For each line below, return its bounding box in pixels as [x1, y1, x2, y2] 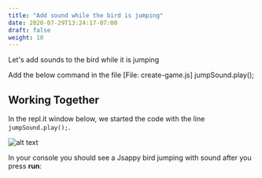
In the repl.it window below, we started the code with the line [8, 114, 205, 124]
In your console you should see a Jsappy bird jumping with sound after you [8, 153, 252, 162]
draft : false [8, 26, 51, 34]
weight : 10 [8, 33, 44, 42]
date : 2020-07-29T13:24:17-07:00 [8, 19, 118, 27]
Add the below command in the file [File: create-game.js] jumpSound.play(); [8, 70, 254, 80]
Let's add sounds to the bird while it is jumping [8, 55, 160, 65]
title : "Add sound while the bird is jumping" [8, 11, 164, 20]
